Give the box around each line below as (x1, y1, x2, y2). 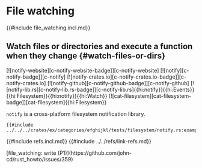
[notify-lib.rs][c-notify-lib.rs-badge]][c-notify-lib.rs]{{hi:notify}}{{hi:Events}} (6, 86, 195, 93)
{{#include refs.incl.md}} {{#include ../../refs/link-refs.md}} (6, 137, 151, 145)
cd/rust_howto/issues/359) (6, 155, 73, 163)
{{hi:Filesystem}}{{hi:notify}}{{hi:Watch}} (6, 92, 108, 100)
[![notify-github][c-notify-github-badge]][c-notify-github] (47, 79, 189, 86)
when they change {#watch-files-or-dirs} (6, 51, 166, 61)
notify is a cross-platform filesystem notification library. (6, 110, 145, 118)
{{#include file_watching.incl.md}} (6, 24, 91, 31)
